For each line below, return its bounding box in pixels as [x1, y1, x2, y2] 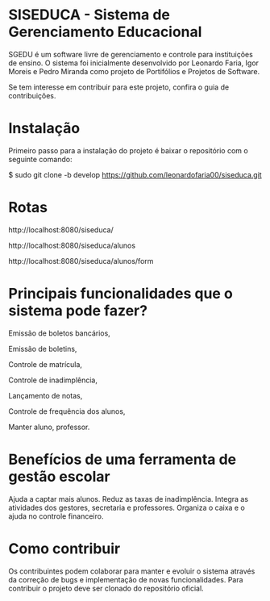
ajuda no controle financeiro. [8, 511, 104, 521]
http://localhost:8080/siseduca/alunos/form [8, 256, 154, 265]
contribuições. [8, 90, 56, 100]
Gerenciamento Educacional [8, 23, 202, 41]
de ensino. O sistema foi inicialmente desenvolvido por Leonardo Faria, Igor [8, 58, 260, 68]
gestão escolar [8, 467, 110, 486]
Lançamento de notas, [8, 390, 83, 400]
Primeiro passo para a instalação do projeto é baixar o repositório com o [8, 145, 248, 155]
